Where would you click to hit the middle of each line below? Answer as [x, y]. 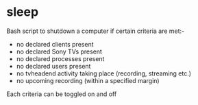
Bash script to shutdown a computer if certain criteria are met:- [96, 31]
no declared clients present [55, 44]
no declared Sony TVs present [59, 51]
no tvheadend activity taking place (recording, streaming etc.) [104, 73]
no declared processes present [60, 58]
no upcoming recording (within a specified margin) [88, 80]
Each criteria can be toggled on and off [62, 94]
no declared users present [53, 66]
